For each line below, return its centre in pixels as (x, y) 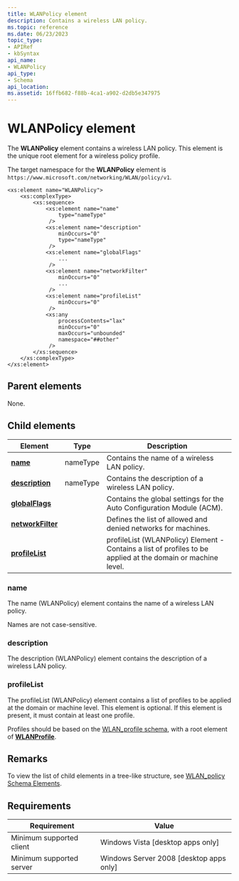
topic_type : (25, 41)
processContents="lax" (92, 321)
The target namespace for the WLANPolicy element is (87, 170)
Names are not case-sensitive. (52, 624)
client (20, 847)
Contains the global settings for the (165, 499)
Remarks (28, 759)
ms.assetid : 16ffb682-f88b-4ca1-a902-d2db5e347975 (84, 93)
